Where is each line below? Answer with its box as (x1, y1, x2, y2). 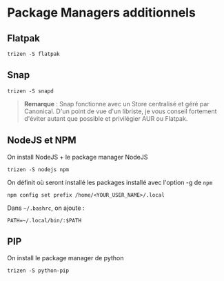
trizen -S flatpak (7, 50, 60, 57)
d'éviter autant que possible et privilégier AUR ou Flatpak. (23, 114, 188, 122)
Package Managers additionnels (7, 5, 196, 21)
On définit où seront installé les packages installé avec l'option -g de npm (7, 178, 213, 186)
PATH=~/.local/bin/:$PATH (7, 217, 81, 224)
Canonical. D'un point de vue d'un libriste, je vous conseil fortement (23, 107, 217, 115)
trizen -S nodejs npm (7, 166, 70, 173)
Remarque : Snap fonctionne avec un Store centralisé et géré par (23, 99, 210, 108)
